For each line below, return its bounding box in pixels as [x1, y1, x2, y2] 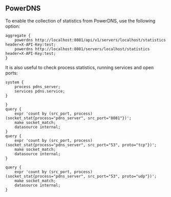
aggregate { [5, 33, 31, 38]
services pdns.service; [14, 89, 66, 94]
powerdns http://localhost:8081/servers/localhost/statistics [14, 46, 150, 52]
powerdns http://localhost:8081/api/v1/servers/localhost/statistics [14, 37, 166, 42]
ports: [5, 70, 18, 76]
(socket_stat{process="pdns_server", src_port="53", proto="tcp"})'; [5, 142, 157, 147]
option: [5, 23, 20, 29]
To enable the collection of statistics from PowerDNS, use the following [5, 17, 156, 24]
